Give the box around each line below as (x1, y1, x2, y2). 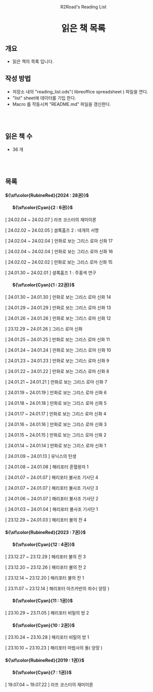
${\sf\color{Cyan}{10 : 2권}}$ (12, 622, 75, 628)
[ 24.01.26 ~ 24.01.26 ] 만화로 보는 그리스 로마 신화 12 (5, 316, 111, 322)
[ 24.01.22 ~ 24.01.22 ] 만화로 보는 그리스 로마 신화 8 (5, 368, 109, 374)
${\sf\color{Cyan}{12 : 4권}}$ (12, 542, 75, 548)
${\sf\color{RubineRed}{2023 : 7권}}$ (5, 529, 86, 535)
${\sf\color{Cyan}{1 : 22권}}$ (12, 282, 75, 288)
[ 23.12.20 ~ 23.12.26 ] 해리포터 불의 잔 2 (5, 564, 86, 570)
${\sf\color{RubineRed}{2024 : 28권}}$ (5, 192, 89, 198)
